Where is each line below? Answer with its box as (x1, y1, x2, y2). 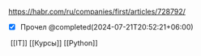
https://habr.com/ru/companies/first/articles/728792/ (8, 7, 186, 16)
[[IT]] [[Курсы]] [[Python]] (10, 38, 99, 48)
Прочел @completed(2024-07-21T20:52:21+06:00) (19, 22, 194, 31)
